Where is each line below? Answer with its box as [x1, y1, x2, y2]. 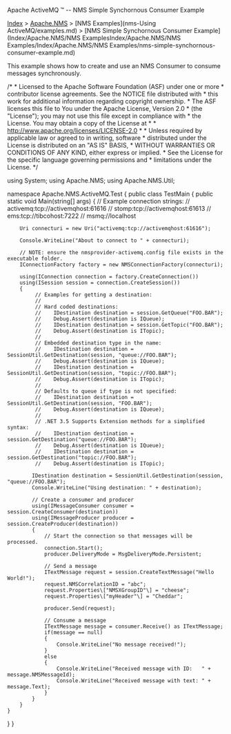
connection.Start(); [43, 544, 103, 551]
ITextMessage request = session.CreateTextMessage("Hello [43, 569, 214, 575]
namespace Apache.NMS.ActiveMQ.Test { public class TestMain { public [7, 190, 214, 198]
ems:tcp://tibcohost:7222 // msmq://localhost [7, 212, 137, 220]
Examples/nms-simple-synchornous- [109, 41, 216, 49]
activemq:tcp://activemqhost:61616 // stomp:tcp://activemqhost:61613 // [7, 205, 212, 212]
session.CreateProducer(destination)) [7, 520, 119, 527]
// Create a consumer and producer [32, 496, 134, 503]
